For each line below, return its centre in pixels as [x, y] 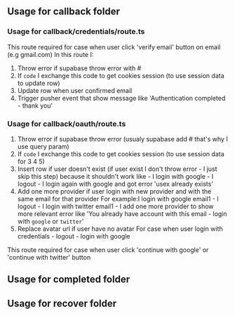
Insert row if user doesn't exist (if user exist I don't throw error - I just [117, 169]
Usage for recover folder [62, 303]
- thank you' [35, 106]
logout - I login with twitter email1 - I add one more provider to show [115, 206]
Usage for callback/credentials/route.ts [76, 32]
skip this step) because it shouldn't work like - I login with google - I [115, 176]
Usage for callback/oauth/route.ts [67, 124]
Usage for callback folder [64, 12]
